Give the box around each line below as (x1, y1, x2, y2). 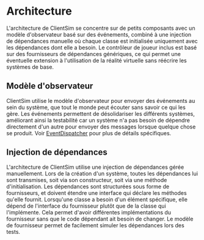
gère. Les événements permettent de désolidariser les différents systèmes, (6, 110, 195, 117)
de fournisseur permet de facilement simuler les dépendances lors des (6, 221, 184, 229)
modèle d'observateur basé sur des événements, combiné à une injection (6, 30, 192, 38)
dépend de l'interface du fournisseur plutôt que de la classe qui (6, 202, 166, 210)
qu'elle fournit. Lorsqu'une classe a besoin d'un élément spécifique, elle (6, 196, 188, 203)
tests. (6, 228, 20, 235)
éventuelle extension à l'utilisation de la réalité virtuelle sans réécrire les (6, 57, 188, 64)
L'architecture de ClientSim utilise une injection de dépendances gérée (6, 163, 184, 171)
